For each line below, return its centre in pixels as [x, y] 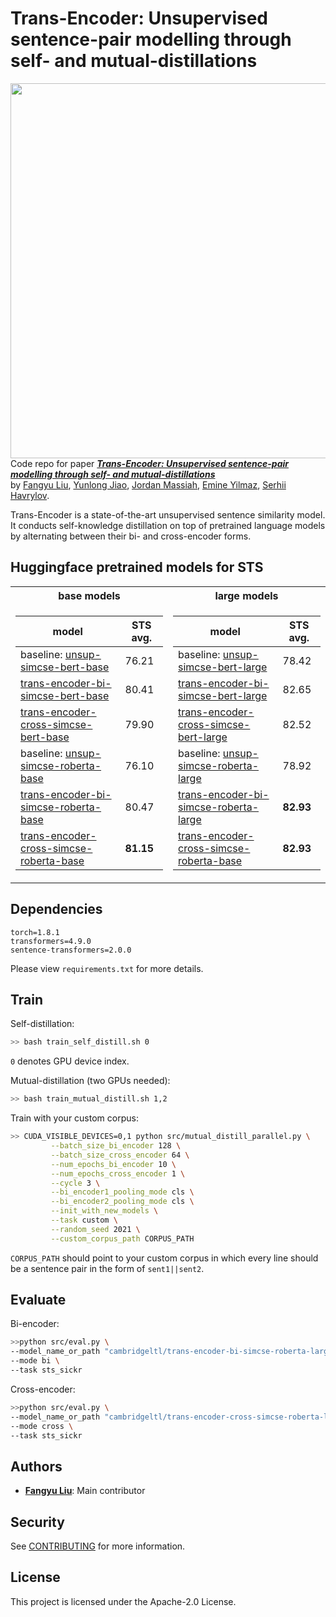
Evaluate [38, 1300]
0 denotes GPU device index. [70, 1061]
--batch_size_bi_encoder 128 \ [116, 1146]
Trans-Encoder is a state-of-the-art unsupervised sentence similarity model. [168, 514]
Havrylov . [30, 495]
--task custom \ [84, 1220]
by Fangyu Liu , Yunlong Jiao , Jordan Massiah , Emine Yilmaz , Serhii [148, 484]
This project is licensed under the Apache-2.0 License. [123, 1601]
